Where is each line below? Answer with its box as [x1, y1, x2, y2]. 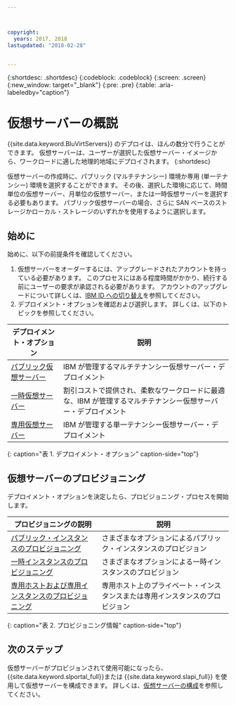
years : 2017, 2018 [13, 35, 68, 42]
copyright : [7, 29, 39, 36]
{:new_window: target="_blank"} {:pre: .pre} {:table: [7, 81, 157, 89]
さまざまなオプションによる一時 [101, 557, 207, 567]
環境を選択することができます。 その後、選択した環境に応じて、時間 [29, 181, 228, 190]
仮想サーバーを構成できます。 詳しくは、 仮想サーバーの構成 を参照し [25, 681, 223, 690]
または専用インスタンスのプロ [122, 591, 221, 601]
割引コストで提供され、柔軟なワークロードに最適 [63, 386, 225, 396]
